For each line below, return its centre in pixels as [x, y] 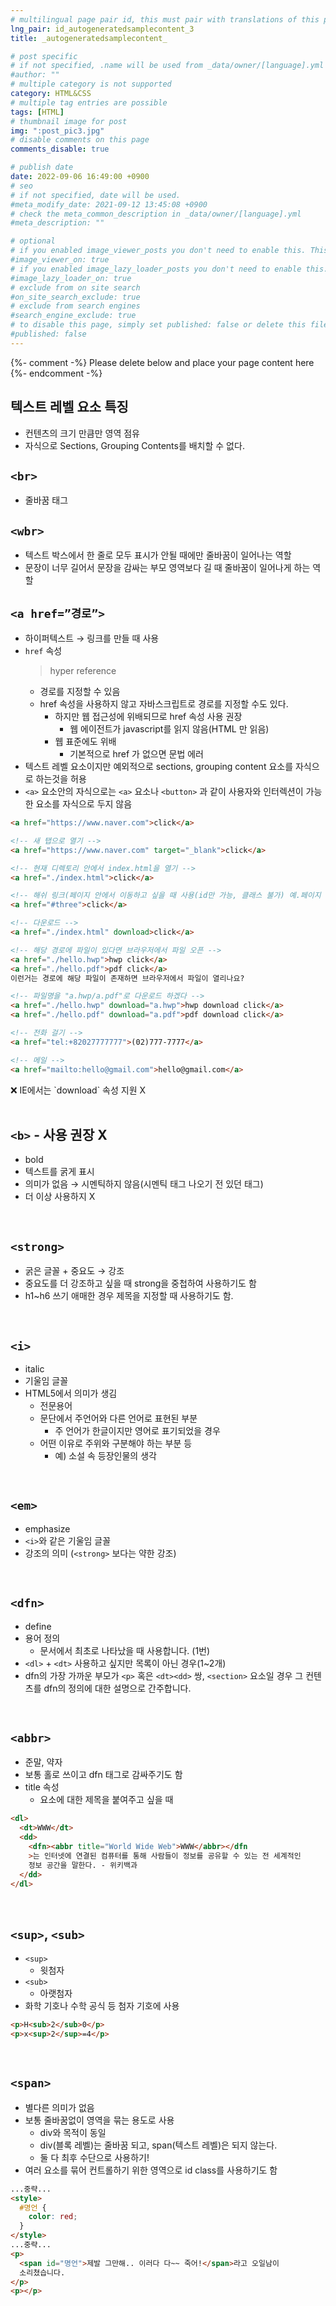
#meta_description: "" [57, 223]
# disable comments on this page [80, 140]
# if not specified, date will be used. [96, 195]
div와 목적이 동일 [73, 2132]
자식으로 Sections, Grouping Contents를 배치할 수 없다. [134, 445]
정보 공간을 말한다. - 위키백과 [83, 1865]
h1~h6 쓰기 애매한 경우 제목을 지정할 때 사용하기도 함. [129, 1296]
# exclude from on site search [75, 287]
